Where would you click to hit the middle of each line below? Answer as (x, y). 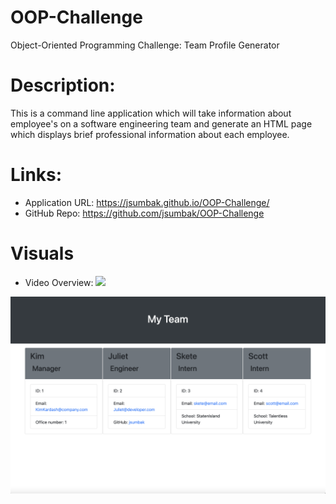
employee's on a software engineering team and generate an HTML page (161, 123)
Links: (36, 175)
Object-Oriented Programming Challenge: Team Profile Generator (145, 45)
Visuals (42, 253)
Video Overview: (59, 282)
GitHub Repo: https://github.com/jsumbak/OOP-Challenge (144, 213)
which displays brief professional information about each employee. (150, 134)
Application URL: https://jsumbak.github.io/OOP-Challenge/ (147, 202)
